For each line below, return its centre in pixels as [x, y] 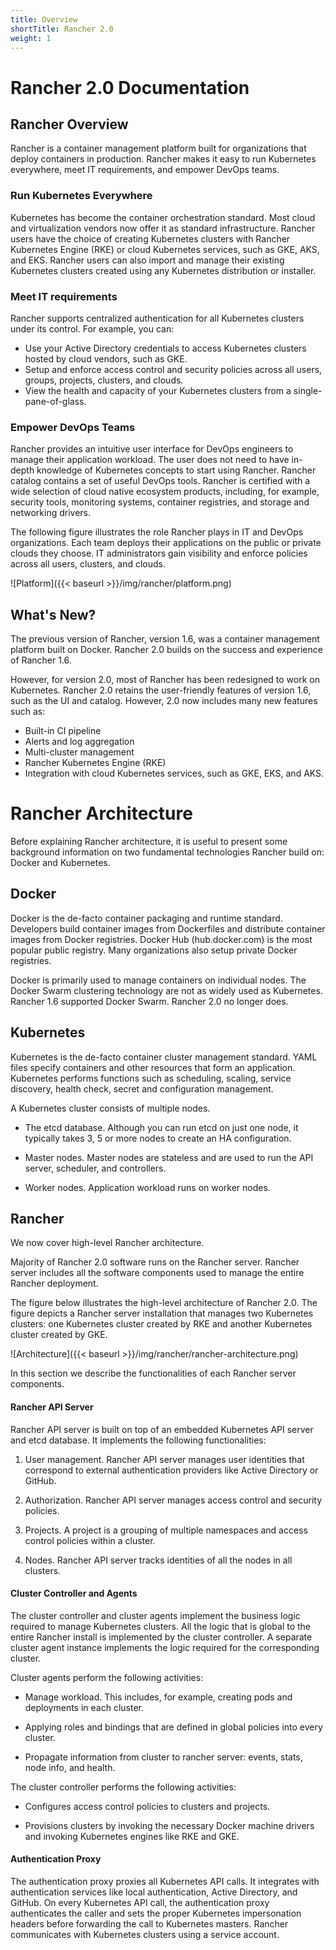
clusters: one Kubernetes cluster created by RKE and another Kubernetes [161, 1324]
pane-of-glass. [55, 401]
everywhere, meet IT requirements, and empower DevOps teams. [145, 170]
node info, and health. [70, 1767]
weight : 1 [31, 38]
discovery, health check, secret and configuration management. [142, 1088]
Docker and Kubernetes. [60, 863]
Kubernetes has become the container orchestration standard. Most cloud [163, 217]
